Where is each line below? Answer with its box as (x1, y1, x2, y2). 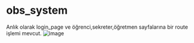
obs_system (6, 4, 68, 17)
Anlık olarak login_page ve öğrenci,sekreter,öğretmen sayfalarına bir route (6, 23, 188, 30)
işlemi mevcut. (6, 29, 42, 36)
